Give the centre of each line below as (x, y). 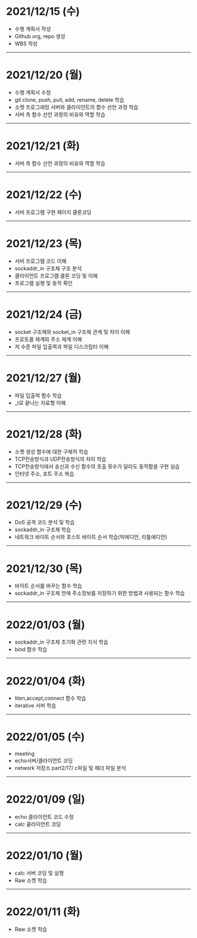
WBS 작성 (26, 43)
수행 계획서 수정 (33, 92)
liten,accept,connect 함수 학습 (50, 698)
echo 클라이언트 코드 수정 (44, 817)
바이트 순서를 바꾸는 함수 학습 (48, 586)
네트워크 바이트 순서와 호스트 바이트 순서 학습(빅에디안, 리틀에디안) (91, 537)
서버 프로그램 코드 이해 (40, 261)
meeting (25, 754)
